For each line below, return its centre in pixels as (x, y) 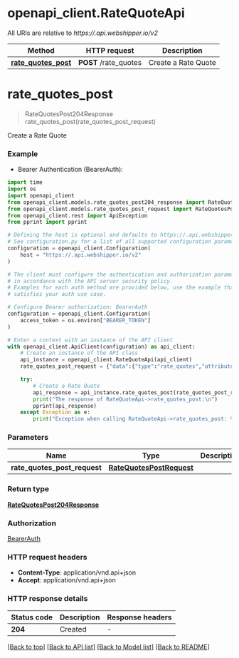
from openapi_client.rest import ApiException (78, 215)
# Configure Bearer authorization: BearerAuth (78, 307)
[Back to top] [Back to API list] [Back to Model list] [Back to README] (108, 647)
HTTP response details (48, 599)
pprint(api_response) (65, 406)
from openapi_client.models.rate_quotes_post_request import (100, 209)
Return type (28, 489)
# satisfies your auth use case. (57, 294)
